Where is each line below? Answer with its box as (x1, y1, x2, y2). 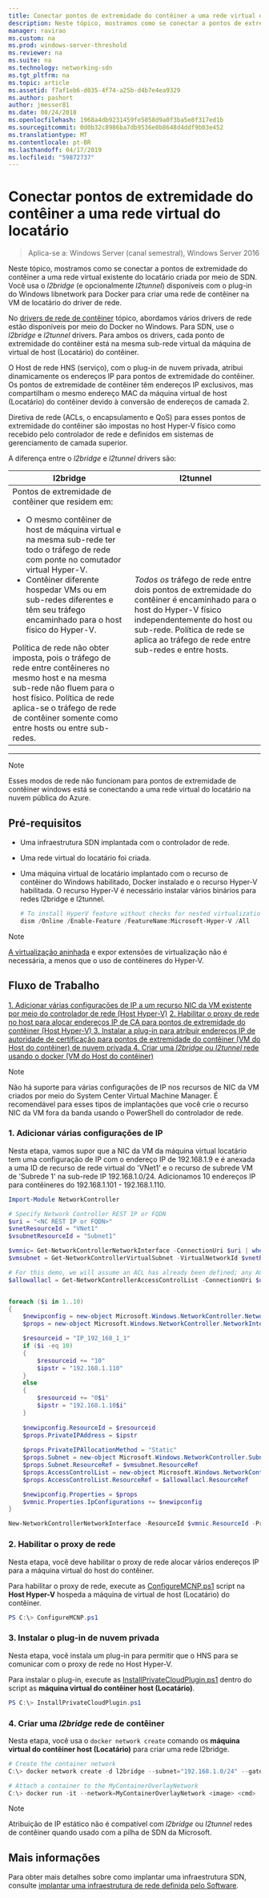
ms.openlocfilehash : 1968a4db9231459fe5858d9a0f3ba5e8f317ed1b (8, 116, 224, 124)
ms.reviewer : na (8, 49, 62, 57)
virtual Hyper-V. (26, 564, 88, 575)
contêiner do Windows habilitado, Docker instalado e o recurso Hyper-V (19, 877, 258, 886)
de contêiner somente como (12, 712, 118, 723)
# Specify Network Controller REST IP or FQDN (8, 1210, 167, 1218)
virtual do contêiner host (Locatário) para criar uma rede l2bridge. (8, 1744, 230, 1754)
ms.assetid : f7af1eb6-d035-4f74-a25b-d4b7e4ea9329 (8, 86, 181, 95)
